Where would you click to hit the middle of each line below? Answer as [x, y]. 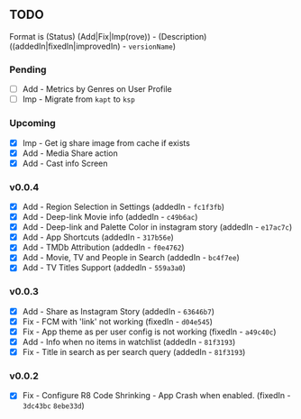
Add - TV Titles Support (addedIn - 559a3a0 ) [104, 268]
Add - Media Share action [70, 153]
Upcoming [32, 123]
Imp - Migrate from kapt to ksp [78, 99]
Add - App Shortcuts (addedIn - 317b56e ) [98, 237]
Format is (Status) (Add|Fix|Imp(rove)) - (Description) [108, 36]
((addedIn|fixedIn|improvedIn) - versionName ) [92, 46]
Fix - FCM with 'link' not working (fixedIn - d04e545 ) [118, 321]
